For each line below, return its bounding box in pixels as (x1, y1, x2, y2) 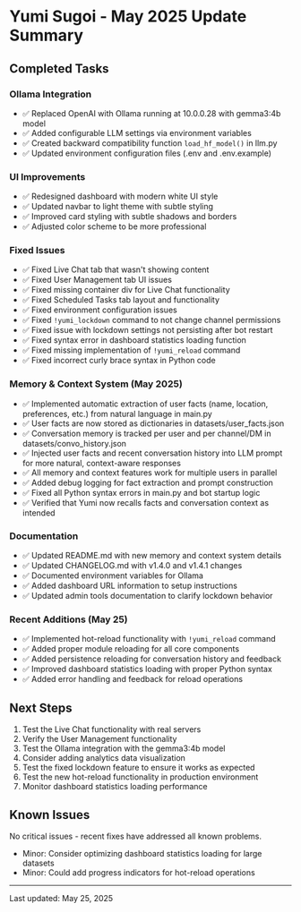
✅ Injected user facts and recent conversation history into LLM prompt (21, 447, 283, 458)
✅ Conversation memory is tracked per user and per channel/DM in (21, 428, 271, 439)
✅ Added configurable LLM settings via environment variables (21, 127, 253, 138)
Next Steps (9, 700, 73, 715)
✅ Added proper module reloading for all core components (21, 644, 240, 654)
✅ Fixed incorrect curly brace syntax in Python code (21, 355, 217, 366)
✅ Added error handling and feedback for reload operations (21, 674, 244, 685)
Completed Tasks (9, 61, 109, 76)
